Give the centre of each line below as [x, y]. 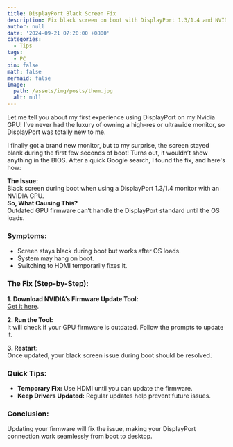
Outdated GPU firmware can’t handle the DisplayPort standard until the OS [113, 210]
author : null [26, 26]
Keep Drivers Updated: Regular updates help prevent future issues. [114, 396]
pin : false [23, 65]
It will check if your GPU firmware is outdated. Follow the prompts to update [115, 327]
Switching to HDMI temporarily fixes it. [72, 266]
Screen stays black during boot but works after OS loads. [99, 251]
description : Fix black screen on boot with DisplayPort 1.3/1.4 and [110, 20]
